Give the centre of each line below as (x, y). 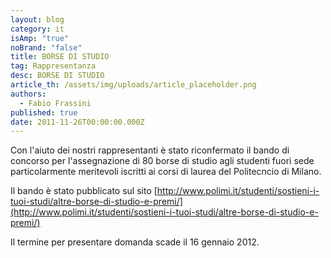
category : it (37, 29)
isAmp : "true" (40, 38)
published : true (44, 112)
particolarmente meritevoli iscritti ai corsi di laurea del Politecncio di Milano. (166, 172)
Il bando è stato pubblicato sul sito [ (84, 191)
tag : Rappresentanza (53, 66)
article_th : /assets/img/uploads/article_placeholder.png (133, 85)
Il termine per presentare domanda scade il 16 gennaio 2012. (135, 242)
